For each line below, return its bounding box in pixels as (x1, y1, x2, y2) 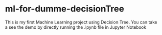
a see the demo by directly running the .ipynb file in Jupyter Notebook (5, 24, 147, 30)
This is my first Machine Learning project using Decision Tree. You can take (5, 19, 158, 25)
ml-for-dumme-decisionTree (5, 3, 124, 14)
